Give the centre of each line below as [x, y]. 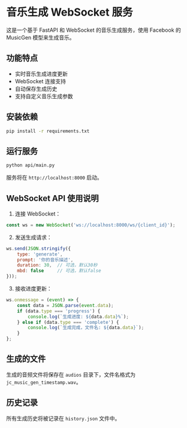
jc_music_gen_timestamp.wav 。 [44, 382]
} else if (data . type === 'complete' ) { [68, 322]
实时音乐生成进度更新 [41, 74]
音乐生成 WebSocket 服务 [70, 12]
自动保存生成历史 [36, 89]
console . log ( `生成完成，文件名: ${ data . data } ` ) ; [86, 328]
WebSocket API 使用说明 [52, 198]
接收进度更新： [33, 289]
